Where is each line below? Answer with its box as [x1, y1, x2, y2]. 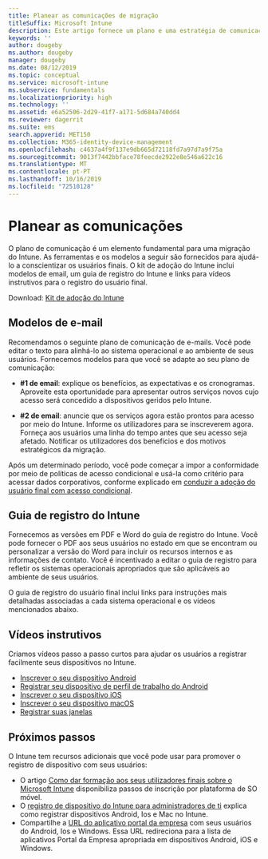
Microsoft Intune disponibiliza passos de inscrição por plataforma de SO [19, 784, 258, 793]
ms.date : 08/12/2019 [8, 64, 77, 72]
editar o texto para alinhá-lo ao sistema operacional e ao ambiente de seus [8, 345, 254, 356]
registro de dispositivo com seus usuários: [8, 760, 148, 770]
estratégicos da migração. [19, 444, 106, 454]
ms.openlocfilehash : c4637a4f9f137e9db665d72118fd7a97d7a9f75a [8, 145, 223, 153]
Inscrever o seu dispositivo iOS [19, 690, 122, 700]
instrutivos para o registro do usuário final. [8, 277, 148, 287]
